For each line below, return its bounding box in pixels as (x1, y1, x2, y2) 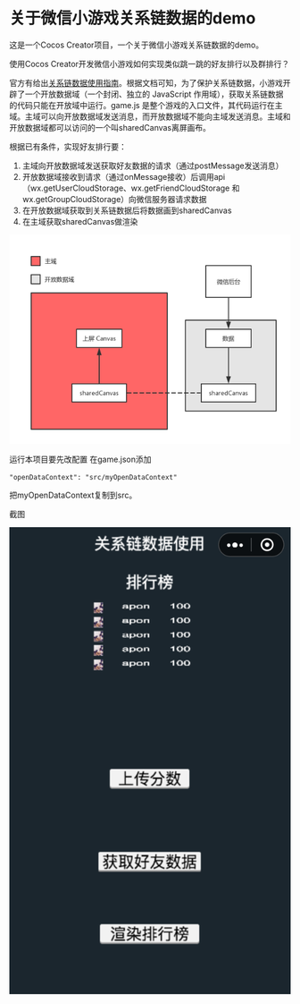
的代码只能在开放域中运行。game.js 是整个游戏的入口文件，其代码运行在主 (9, 99, 283, 110)
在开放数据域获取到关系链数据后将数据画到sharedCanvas (21, 205, 232, 216)
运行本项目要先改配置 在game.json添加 (9, 454, 152, 464)
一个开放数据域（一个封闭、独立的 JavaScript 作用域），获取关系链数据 (24, 89, 284, 99)
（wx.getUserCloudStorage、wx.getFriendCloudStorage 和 (21, 183, 240, 193)
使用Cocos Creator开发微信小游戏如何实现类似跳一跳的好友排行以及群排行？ (9, 58, 290, 69)
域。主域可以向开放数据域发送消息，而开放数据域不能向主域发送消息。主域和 (9, 111, 291, 122)
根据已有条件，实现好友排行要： (9, 140, 127, 152)
